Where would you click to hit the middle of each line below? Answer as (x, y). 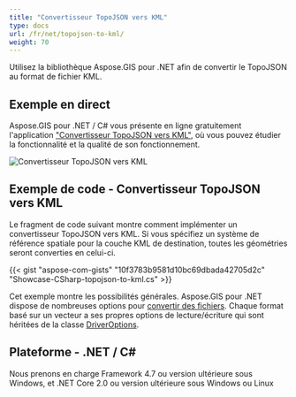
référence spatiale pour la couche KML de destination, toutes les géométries (148, 243)
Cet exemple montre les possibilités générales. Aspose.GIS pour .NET (136, 296)
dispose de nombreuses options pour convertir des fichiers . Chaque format (147, 305)
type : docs (29, 26)
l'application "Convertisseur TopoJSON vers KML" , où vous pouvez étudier (145, 135)
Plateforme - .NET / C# (73, 352)
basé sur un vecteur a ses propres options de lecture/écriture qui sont (137, 315)
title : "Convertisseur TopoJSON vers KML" (88, 17)
